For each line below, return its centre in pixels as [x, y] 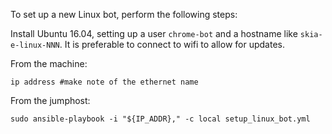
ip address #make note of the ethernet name [104, 82]
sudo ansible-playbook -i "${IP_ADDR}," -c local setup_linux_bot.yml [160, 119]
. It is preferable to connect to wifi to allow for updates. [172, 44]
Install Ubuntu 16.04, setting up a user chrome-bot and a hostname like [154, 33]
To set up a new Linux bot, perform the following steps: [124, 14]
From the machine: [49, 63]
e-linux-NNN [35, 45]
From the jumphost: [50, 100]
